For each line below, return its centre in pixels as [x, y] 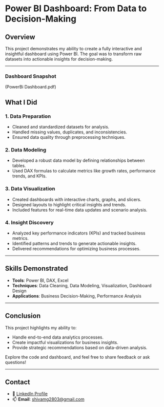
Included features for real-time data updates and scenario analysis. [80, 210]
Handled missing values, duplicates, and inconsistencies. [70, 132]
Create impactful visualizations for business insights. [65, 342]
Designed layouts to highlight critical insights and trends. [69, 204]
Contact [18, 382]
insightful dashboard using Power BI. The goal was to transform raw [73, 54]
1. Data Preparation [28, 116]
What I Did [21, 102]
